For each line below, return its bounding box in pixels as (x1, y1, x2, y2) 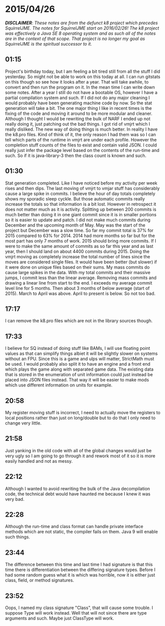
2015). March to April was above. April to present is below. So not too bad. (5, 290, 156, 296)
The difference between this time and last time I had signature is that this (5, 562, 153, 568)
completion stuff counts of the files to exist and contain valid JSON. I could (5, 142, 157, 148)
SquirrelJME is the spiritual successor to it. (5, 41, 92, 47)
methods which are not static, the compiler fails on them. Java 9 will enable (5, 529, 158, 535)
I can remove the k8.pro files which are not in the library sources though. (5, 318, 153, 324)
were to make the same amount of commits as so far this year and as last (5, 243, 154, 249)
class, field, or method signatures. (5, 578, 74, 583)
